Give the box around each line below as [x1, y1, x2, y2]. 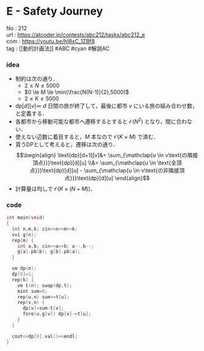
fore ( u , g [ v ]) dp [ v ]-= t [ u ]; [22, 311, 92, 317]
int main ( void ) [6, 215, 45, 221]
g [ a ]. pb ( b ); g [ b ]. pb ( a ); [17, 249, 81, 255]
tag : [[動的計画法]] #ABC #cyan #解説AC [6, 45, 110, 52]
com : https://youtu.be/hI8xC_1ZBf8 [6, 37, 95, 45]
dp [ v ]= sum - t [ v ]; [22, 305, 64, 311]
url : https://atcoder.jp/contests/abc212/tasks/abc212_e [6, 31, 145, 38]
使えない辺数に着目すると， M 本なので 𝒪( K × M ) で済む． [15, 133, 159, 140]
